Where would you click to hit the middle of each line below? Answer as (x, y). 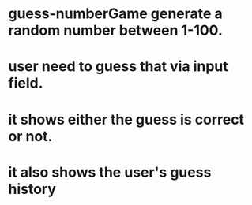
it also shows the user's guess (110, 172)
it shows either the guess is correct (126, 119)
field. (26, 83)
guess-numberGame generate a (115, 14)
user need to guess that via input (118, 67)
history (32, 189)
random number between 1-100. (116, 30)
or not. (30, 136)
